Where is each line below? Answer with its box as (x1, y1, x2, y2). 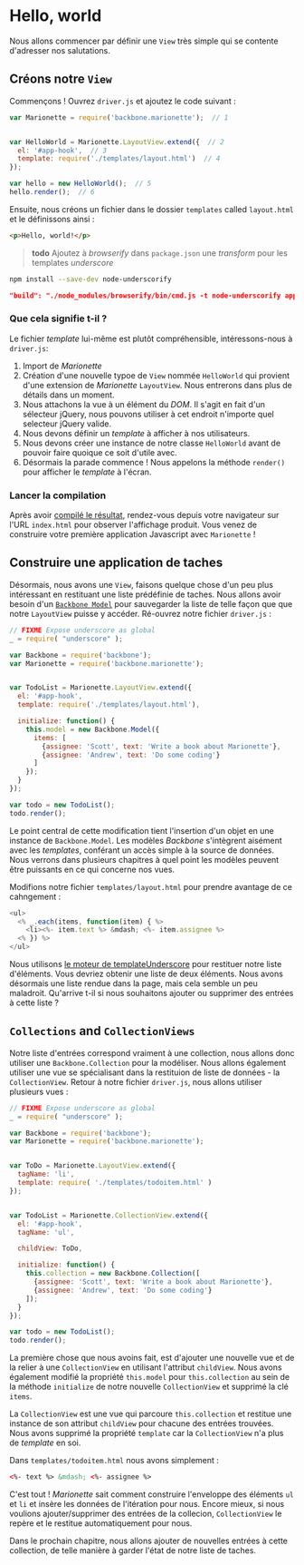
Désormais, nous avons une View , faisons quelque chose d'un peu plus (9, 579, 274, 590)
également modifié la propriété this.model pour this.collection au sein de (9, 1372, 290, 1383)
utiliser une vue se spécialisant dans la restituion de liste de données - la (9, 1067, 280, 1078)
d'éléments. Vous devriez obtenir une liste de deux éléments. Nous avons (9, 968, 283, 980)
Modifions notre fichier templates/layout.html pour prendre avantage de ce (9, 881, 292, 892)
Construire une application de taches (9, 555, 223, 571)
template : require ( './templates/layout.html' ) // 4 (17, 154, 221, 163)
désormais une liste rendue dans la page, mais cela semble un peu (9, 978, 258, 989)
